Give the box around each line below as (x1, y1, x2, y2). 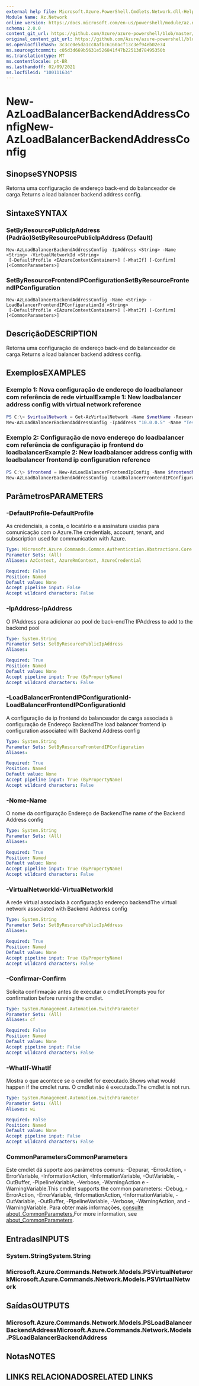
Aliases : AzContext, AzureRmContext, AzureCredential (6, 557, 142, 564)
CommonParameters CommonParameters (6, 1152, 129, 1161)
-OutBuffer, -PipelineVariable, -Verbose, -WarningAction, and (37, 1198, 187, 1205)
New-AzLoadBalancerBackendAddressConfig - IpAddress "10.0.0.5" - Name (6, 419, 182, 425)
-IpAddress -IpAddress (6, 605, 72, 613)
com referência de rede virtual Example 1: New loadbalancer (6, 393, 182, 401)
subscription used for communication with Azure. (6, 535, 127, 542)
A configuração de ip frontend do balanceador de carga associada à (6, 714, 173, 721)
